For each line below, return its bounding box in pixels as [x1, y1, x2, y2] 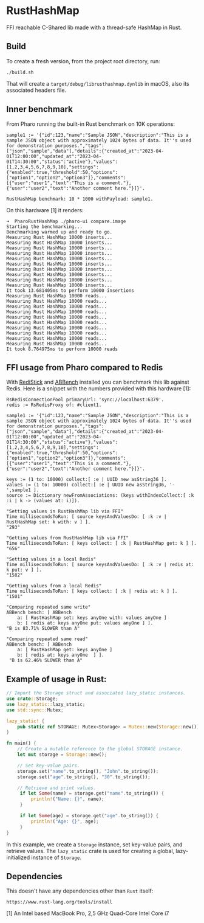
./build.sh [6, 69, 34, 75]
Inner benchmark [6, 104, 73, 114]
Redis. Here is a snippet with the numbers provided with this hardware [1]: [6, 385, 191, 392]
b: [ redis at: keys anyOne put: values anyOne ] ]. [17, 620, 154, 626]
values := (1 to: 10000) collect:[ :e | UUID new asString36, [6, 482, 167, 488]
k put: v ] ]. [6, 567, 42, 573]
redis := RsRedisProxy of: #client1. [6, 402, 102, 408]
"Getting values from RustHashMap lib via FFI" [6, 535, 129, 541]
